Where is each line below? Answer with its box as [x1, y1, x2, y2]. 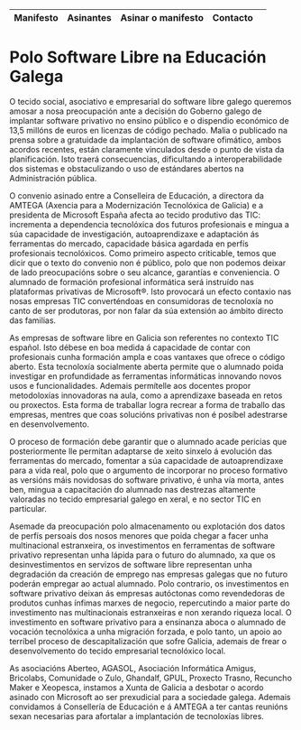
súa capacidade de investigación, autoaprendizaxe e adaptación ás [9, 228, 260, 239]
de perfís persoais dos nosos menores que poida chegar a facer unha [9, 530, 269, 541]
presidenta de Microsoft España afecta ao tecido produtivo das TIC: [9, 209, 261, 220]
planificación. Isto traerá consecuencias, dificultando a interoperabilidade [9, 153, 282, 164]
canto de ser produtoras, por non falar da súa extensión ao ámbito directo [9, 305, 284, 316]
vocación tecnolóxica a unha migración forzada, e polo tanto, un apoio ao [9, 626, 282, 637]
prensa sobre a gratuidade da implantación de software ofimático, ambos [9, 134, 282, 145]
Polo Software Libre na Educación [9, 47, 268, 68]
